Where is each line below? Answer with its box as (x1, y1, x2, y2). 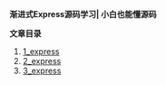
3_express (22, 65, 62, 76)
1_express (22, 46, 60, 57)
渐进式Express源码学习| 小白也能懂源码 (9, 9, 157, 19)
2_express (22, 56, 62, 66)
